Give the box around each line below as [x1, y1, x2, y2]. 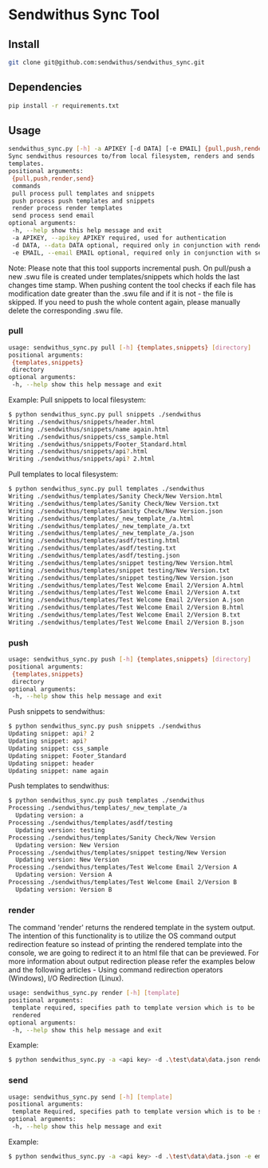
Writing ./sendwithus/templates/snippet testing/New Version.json [8, 574, 234, 582]
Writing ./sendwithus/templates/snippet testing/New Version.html [8, 558, 234, 567]
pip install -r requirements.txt [8, 101, 120, 109]
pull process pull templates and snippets [11, 189, 156, 197]
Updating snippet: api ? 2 [8, 730, 94, 738]
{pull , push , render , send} [11, 174, 94, 183]
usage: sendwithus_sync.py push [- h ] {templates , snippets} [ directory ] [8, 656, 251, 664]
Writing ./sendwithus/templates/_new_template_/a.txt [8, 522, 191, 530]
